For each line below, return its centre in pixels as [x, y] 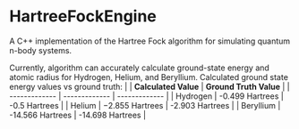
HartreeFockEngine [83, 16]
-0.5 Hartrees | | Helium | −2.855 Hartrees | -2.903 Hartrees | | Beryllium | [145, 105]
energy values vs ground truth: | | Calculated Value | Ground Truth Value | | [150, 86]
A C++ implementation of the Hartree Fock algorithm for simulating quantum [150, 41]
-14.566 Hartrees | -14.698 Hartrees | [77, 115]
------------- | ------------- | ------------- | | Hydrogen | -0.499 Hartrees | [146, 96]
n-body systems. [41, 50]
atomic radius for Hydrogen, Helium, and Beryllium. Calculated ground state [149, 77]
